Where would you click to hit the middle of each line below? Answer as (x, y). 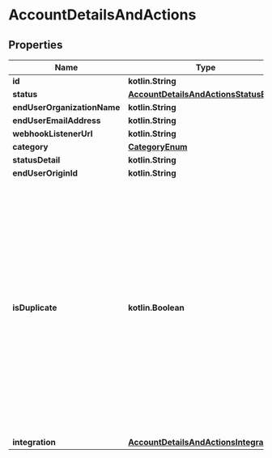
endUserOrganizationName (66, 107)
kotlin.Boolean (156, 307)
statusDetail (36, 160)
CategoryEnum (158, 147)
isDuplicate (35, 307)
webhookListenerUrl (53, 134)
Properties (36, 45)
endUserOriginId (45, 173)
